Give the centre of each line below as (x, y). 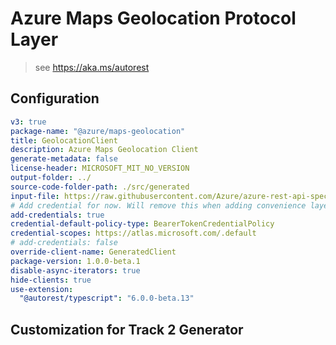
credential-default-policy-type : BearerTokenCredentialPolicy (142, 224)
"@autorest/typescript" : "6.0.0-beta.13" (107, 298)
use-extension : (42, 289)
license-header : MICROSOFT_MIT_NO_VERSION (100, 168)
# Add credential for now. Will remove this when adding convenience (158, 205)
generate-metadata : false (64, 159)
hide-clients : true (51, 280)
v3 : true (28, 122)
